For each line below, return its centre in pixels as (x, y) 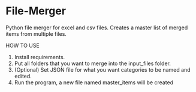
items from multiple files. (36, 33)
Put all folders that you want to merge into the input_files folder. (93, 63)
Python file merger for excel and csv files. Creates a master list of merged (97, 27)
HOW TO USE (22, 45)
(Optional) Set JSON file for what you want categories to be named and (102, 69)
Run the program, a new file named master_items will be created (94, 82)
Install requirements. (40, 57)
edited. (23, 76)
